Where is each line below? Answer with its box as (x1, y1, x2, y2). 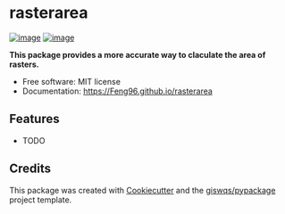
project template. (9, 194, 72, 205)
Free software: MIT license (21, 76, 121, 86)
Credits (9, 161, 52, 177)
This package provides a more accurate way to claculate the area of (9, 49, 266, 60)
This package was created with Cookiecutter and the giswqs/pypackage (9, 185, 276, 195)
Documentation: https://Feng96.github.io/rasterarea (21, 86, 213, 96)
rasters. (9, 59, 40, 70)
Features (9, 111, 60, 127)
